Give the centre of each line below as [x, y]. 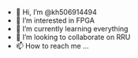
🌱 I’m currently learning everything [72, 29]
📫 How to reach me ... [52, 46]
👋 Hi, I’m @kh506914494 [56, 12]
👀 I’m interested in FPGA [55, 20]
